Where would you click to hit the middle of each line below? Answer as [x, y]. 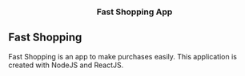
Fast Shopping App [135, 12]
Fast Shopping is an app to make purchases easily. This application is [123, 56]
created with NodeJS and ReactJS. [66, 65]
